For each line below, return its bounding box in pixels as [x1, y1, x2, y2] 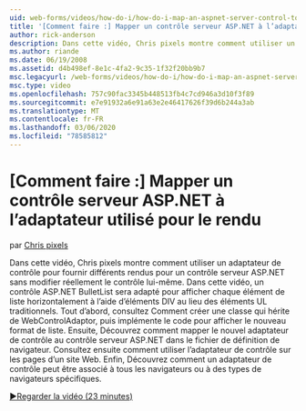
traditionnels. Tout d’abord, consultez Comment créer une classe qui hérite [9, 306, 290, 316]
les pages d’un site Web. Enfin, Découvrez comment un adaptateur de [9, 354, 272, 365]
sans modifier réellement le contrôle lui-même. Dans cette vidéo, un [9, 276, 264, 287]
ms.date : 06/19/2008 [9, 55, 88, 65]
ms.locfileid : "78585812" [9, 132, 107, 141]
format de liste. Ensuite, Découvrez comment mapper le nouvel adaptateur [9, 325, 290, 336]
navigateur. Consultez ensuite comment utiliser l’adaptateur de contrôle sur [9, 344, 291, 355]
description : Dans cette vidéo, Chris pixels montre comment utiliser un [9, 38, 296, 48]
